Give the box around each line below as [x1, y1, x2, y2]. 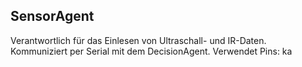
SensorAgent [10, 8, 95, 25]
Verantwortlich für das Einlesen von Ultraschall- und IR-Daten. [10, 34, 267, 46]
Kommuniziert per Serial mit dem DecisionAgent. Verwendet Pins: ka [10, 45, 293, 57]
